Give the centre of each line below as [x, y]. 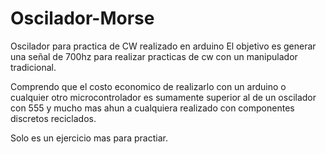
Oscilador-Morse [82, 18]
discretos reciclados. [53, 118]
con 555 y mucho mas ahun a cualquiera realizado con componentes [152, 108]
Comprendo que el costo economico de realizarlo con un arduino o [148, 86]
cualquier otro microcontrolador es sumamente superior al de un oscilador [163, 97]
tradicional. [33, 67]
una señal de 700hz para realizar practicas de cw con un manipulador [154, 56]
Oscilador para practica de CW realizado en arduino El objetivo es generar [163, 46]
